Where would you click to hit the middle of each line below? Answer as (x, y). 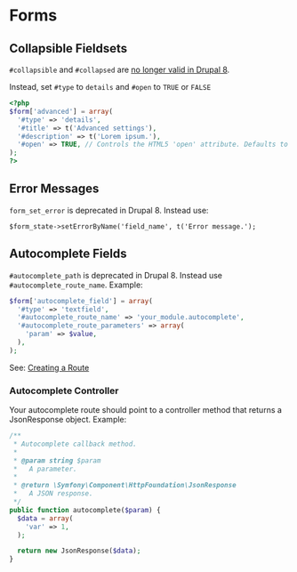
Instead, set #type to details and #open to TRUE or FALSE (110, 87)
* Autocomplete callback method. (75, 444)
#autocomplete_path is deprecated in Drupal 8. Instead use (116, 275)
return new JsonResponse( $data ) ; (79, 551)
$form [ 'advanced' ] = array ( (61, 111)
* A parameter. (45, 469)
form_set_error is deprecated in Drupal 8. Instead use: (109, 210)
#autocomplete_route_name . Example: (76, 285)
